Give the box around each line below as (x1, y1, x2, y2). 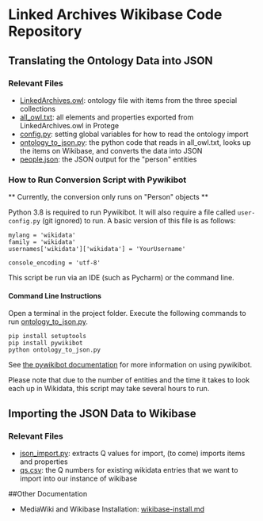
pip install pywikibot (8, 339, 83, 348)
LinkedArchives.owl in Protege (19, 120, 120, 130)
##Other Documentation (8, 489, 88, 499)
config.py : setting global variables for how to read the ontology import (19, 129, 249, 139)
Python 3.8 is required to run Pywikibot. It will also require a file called (8, 207, 236, 217)
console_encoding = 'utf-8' (8, 259, 101, 267)
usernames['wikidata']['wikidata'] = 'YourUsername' (8, 245, 186, 253)
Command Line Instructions (8, 291, 101, 300)
